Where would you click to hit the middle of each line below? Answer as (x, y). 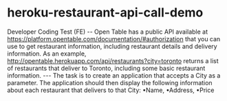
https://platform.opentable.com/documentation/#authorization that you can (114, 38)
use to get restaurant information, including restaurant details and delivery (112, 46)
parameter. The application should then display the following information (110, 82)
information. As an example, (47, 54)
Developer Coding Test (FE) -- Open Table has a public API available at (108, 32)
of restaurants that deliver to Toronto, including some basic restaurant (106, 68)
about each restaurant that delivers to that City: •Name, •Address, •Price (111, 90)
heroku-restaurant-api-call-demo (105, 13)
